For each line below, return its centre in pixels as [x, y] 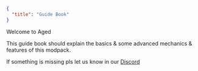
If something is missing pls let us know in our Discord [73, 61]
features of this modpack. [39, 50]
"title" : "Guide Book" [41, 14]
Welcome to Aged [29, 32]
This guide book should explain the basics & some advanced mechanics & [99, 43]
